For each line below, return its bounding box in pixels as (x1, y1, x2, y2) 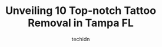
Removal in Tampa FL (28, 16, 134, 30)
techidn (71, 35, 90, 42)
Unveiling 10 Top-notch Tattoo (5, 4, 157, 17)
